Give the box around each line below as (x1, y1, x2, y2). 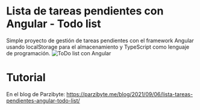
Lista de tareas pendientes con (6, 4, 164, 18)
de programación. (6, 49, 51, 57)
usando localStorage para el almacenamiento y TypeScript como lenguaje (6, 43, 190, 50)
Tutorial (6, 71, 46, 85)
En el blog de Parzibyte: (6, 90, 65, 97)
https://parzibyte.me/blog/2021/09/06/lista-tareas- (66, 90, 193, 97)
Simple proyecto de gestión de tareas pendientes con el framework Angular (6, 37, 194, 44)
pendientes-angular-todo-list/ (6, 97, 80, 104)
